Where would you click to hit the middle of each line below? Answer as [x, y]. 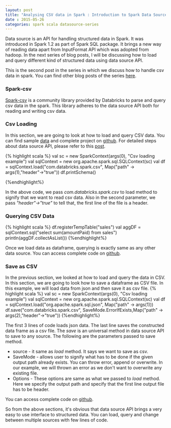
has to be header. [31, 389]
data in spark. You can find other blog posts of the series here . [71, 76]
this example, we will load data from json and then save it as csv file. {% [81, 288]
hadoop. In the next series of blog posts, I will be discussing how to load [81, 55]
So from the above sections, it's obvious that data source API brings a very [84, 409]
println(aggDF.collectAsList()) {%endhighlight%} [56, 238]
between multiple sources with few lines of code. [57, 420]
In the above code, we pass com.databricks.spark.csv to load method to [81, 192]
